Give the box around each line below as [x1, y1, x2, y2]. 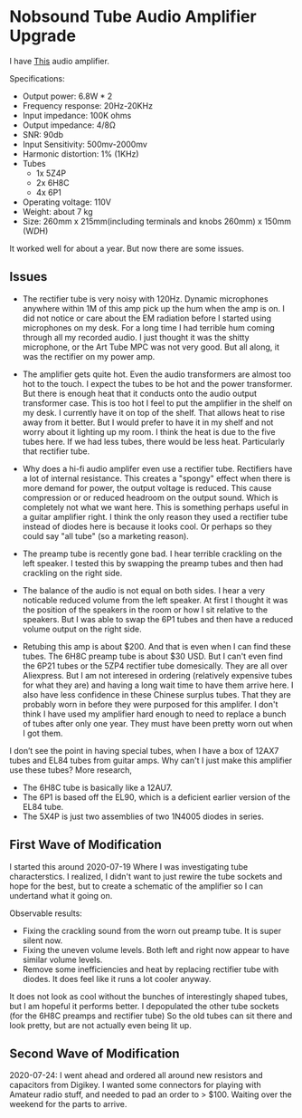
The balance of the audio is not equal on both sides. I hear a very [22, 584, 265, 595]
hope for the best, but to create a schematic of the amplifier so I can [9, 881, 264, 892]
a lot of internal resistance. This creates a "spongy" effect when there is [22, 473, 291, 484]
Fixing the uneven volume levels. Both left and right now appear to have [22, 944, 290, 955]
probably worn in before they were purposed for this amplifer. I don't [22, 699, 278, 709]
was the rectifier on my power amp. [22, 351, 156, 361]
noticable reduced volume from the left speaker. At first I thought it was [22, 594, 288, 605]
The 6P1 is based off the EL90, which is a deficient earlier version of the [22, 791, 291, 803]
